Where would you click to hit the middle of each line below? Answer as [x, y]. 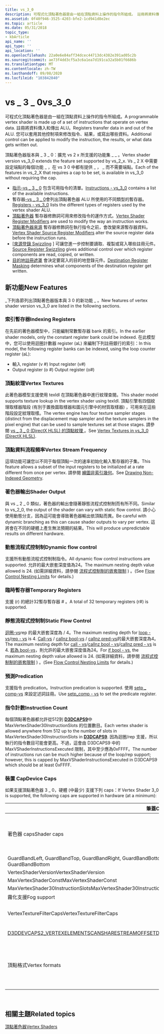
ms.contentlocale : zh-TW [30, 69]
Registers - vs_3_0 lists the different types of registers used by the [79, 204]
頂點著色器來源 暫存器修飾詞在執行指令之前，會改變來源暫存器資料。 [81, 227]
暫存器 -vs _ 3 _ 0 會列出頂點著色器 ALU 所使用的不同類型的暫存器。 [79, 199]
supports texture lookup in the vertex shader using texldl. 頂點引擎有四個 [78, 401]
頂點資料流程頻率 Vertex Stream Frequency [56, 450]
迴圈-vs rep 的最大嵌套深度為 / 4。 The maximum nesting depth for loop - [78, 632]
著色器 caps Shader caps [36, 834]
